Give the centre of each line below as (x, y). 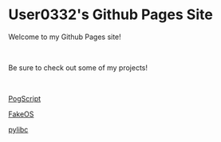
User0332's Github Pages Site (110, 15)
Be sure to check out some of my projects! (78, 67)
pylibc (18, 129)
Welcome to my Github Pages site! (65, 37)
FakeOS (21, 114)
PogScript (25, 98)
